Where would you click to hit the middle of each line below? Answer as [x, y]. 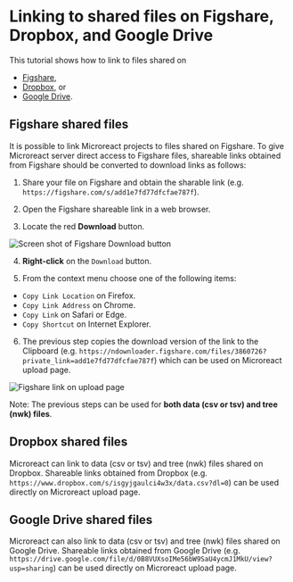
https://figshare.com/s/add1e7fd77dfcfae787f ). [110, 191]
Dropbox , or [44, 87]
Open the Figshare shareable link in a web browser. [116, 209]
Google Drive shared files [81, 520]
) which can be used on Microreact [218, 360]
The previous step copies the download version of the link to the [140, 341]
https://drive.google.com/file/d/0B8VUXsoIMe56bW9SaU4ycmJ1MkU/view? [141, 560]
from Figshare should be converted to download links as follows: [128, 165]
